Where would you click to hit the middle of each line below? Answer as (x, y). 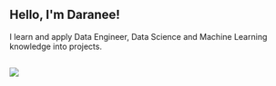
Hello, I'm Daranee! (65, 15)
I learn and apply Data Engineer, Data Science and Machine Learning (138, 36)
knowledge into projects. (56, 46)
